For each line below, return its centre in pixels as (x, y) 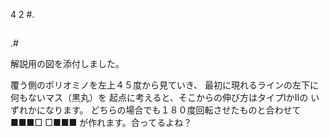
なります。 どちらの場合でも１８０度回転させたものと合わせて (173, 110)
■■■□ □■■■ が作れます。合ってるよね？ (101, 123)
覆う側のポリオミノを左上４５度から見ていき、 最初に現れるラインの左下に (164, 85)
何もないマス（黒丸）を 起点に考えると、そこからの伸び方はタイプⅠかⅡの (159, 98)
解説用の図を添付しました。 (67, 64)
